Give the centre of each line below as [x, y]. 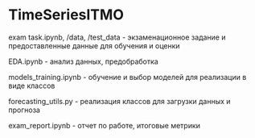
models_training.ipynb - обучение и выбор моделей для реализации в [127, 77]
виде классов [32, 86]
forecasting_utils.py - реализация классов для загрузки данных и [119, 101]
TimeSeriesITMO [66, 15]
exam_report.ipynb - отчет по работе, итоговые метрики [105, 125]
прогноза [24, 110]
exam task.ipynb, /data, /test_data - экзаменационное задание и [117, 37]
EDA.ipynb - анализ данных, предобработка [83, 61]
